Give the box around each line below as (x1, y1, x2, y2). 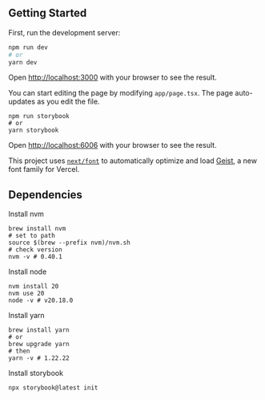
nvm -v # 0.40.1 (8, 253, 62, 261)
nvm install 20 (8, 283, 59, 291)
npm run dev (8, 43, 48, 51)
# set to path (8, 232, 56, 240)
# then (8, 347, 30, 356)
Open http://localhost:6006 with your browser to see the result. (8, 141, 218, 150)
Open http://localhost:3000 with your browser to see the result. (8, 72, 218, 83)
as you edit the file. (37, 96, 100, 107)
